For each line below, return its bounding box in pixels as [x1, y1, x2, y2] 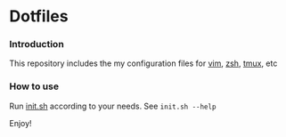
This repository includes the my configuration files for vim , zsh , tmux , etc [9, 58, 278, 68]
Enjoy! [9, 117, 33, 128]
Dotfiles [9, 6, 69, 27]
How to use [9, 80, 60, 93]
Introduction [9, 38, 64, 51]
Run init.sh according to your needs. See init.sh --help [9, 101, 217, 111]
